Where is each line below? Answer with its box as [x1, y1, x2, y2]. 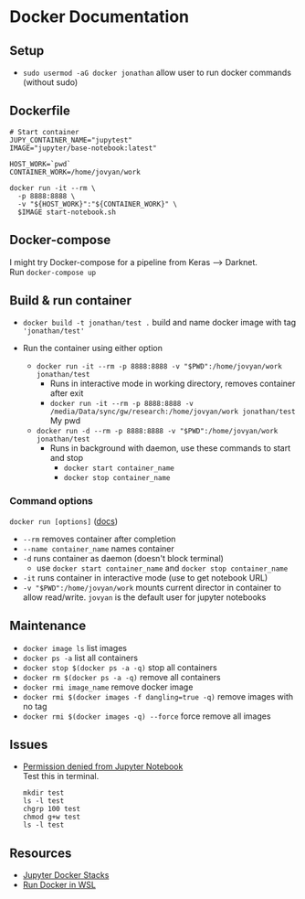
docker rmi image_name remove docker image [22, 681, 194, 692]
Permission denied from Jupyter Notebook [22, 761, 184, 772]
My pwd [49, 415, 81, 426]
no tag [22, 701, 47, 712]
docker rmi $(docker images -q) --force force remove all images [22, 711, 271, 722]
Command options [9, 495, 94, 508]
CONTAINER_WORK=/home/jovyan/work [9, 167, 142, 177]
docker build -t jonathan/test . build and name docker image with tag [22, 317, 297, 328]
